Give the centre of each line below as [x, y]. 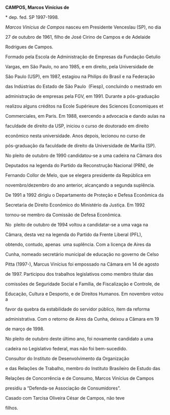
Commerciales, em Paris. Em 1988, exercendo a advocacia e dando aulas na [85, 116]
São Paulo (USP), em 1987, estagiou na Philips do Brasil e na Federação [80, 76]
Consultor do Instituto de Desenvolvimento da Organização [67, 358]
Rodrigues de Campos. [29, 47]
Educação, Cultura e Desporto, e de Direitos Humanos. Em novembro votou [84, 294]
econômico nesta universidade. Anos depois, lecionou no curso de [75, 136]
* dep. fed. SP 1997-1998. [32, 17]
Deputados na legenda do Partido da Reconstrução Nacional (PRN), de [79, 165]
